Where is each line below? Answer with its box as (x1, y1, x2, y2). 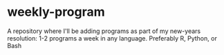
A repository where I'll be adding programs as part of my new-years (7, 27, 201, 35)
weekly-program (7, 4, 105, 20)
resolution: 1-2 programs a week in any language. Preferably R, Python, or (7, 34, 218, 42)
